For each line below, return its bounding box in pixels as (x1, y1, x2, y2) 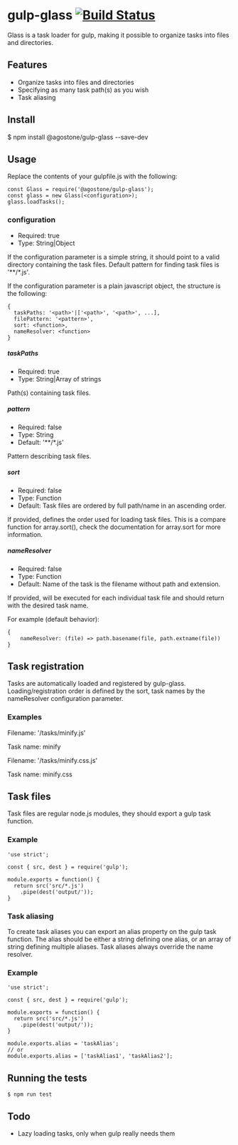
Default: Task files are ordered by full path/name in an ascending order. (17, 501, 227, 510)
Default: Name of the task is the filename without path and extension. (17, 580, 221, 588)
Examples (7, 712, 43, 722)
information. (7, 530, 43, 538)
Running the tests (7, 1072, 87, 1084)
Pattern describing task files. (7, 451, 92, 460)
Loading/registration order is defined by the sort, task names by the (7, 687, 205, 695)
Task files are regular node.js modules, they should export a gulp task (7, 809, 211, 818)
